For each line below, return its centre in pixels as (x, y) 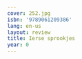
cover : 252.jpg (29, 13)
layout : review (29, 32)
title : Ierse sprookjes (41, 39)
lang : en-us (24, 26)
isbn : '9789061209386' (40, 20)
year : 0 (18, 45)
